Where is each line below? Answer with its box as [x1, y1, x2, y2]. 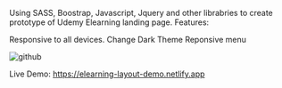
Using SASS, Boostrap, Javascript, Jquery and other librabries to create [9, 8, 274, 18]
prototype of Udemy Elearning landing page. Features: [9, 17, 210, 28]
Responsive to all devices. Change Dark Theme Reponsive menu [9, 35, 247, 44]
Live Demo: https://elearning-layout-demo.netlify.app [9, 68, 205, 79]
